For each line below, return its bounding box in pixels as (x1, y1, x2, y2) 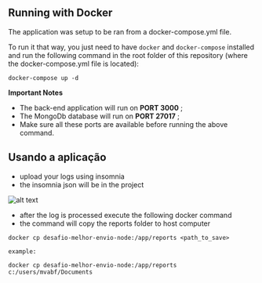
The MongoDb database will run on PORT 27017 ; (19, 111, 180, 121)
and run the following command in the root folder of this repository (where (8, 50, 249, 60)
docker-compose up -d (8, 74, 79, 82)
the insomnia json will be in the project (19, 180, 144, 189)
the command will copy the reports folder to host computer (19, 219, 211, 228)
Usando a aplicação (8, 151, 107, 164)
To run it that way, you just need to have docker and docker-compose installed (8, 42, 255, 52)
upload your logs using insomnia (19, 172, 126, 181)
